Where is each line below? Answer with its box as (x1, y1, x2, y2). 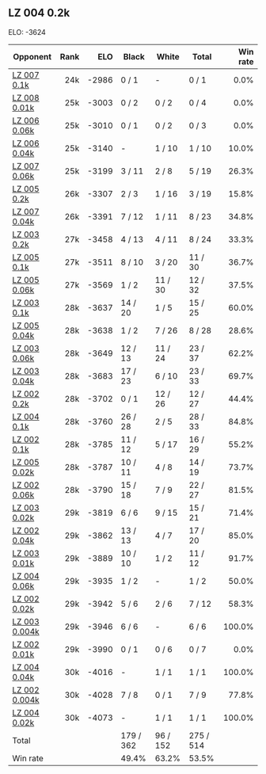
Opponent (13, 51, 52, 62)
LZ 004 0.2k (8, 6, 70, 20)
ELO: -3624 (8, 27, 46, 36)
